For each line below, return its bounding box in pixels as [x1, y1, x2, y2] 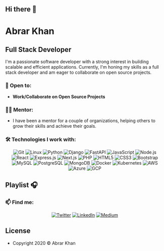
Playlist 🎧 [5, 180, 38, 189]
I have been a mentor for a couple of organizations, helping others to [12, 117, 155, 124]
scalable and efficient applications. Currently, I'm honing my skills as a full [5, 64, 159, 70]
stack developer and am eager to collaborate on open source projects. [5, 69, 152, 76]
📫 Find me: [5, 198, 34, 206]
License [5, 227, 31, 235]
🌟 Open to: [5, 82, 32, 89]
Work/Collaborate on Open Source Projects [12, 93, 105, 99]
